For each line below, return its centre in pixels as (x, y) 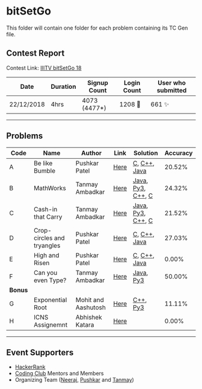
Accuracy (179, 153)
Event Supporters (40, 352)
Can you (46, 272)
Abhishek (89, 317)
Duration (63, 86)
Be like (43, 163)
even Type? (50, 280)
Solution (145, 153)
